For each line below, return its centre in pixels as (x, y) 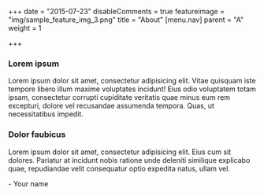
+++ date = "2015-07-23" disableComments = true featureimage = (116, 11)
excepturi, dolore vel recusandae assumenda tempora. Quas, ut (112, 106)
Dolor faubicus (37, 134)
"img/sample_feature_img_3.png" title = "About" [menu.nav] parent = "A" (126, 20)
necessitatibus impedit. (46, 114)
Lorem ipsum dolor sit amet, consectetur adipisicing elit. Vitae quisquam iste (132, 81)
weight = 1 (25, 28)
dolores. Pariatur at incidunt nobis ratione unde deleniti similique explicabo (129, 160)
